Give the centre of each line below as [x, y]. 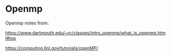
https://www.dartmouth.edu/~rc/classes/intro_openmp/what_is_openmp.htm [85, 33]
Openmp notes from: [27, 23]
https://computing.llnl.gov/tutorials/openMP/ [52, 48]
